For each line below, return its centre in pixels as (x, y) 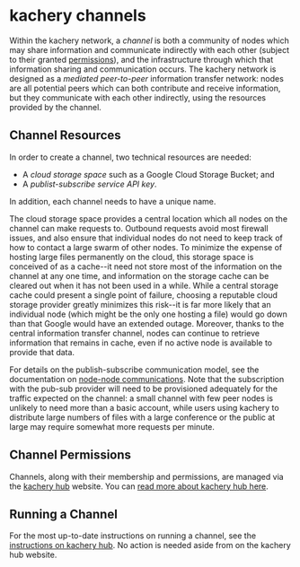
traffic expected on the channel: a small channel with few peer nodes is (141, 398)
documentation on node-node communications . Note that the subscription (147, 379)
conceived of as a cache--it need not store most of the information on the (146, 266)
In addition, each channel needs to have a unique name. (113, 201)
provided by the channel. (55, 107)
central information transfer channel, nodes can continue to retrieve (135, 333)
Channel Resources (65, 135)
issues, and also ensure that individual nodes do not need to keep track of (146, 238)
